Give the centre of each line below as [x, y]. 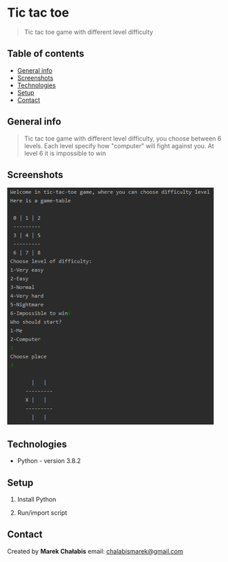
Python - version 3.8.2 [49, 461]
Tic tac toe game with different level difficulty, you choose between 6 [123, 138]
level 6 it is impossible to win [65, 153]
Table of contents [46, 54]
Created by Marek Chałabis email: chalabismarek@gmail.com [95, 551]
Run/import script [42, 513]
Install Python [37, 499]
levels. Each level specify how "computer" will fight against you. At [119, 146]
